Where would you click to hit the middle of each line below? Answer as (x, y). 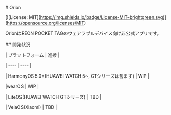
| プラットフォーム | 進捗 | (33, 55)
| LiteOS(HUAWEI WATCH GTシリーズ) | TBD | (54, 97)
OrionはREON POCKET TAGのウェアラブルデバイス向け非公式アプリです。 (83, 33)
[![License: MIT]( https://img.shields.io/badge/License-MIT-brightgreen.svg (84, 17)
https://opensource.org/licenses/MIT (46, 23)
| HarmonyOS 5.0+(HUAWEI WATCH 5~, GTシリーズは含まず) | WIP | (77, 76)
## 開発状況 (18, 44)
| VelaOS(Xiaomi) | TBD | (31, 107)
